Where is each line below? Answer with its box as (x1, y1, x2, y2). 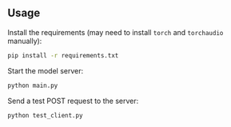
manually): (7, 36, 42, 46)
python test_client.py (7, 111, 83, 119)
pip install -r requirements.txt (7, 51, 119, 59)
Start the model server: (7, 65, 84, 75)
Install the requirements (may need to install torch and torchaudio (7, 27, 224, 37)
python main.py (7, 81, 58, 89)
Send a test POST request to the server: (7, 96, 139, 105)
